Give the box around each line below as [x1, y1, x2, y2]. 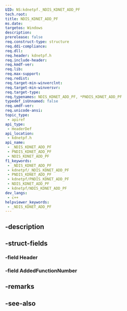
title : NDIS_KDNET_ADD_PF [5, 16, 58, 21]
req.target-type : [5, 90, 41, 95]
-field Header [5, 254, 38, 261]
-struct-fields [5, 240, 48, 248]
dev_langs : [5, 190, 28, 195]
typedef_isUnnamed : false [5, 99, 58, 104]
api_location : [5, 131, 34, 136]
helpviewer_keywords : [5, 200, 50, 205]
